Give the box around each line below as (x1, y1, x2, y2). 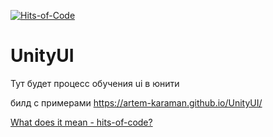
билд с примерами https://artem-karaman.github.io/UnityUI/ (10, 96, 263, 109)
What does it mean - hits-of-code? (10, 116, 153, 128)
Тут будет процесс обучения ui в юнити (10, 77, 180, 89)
